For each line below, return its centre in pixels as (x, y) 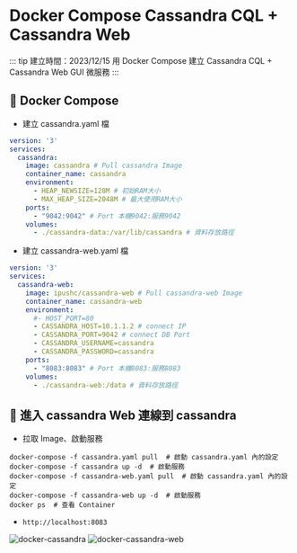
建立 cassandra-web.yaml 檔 (75, 251)
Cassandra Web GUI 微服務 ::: (64, 72)
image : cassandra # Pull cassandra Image (104, 166)
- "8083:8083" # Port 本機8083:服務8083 (107, 368)
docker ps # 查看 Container (62, 505)
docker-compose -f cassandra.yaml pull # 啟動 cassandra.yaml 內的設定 (144, 458)
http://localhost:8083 (65, 522)
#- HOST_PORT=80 (63, 318)
